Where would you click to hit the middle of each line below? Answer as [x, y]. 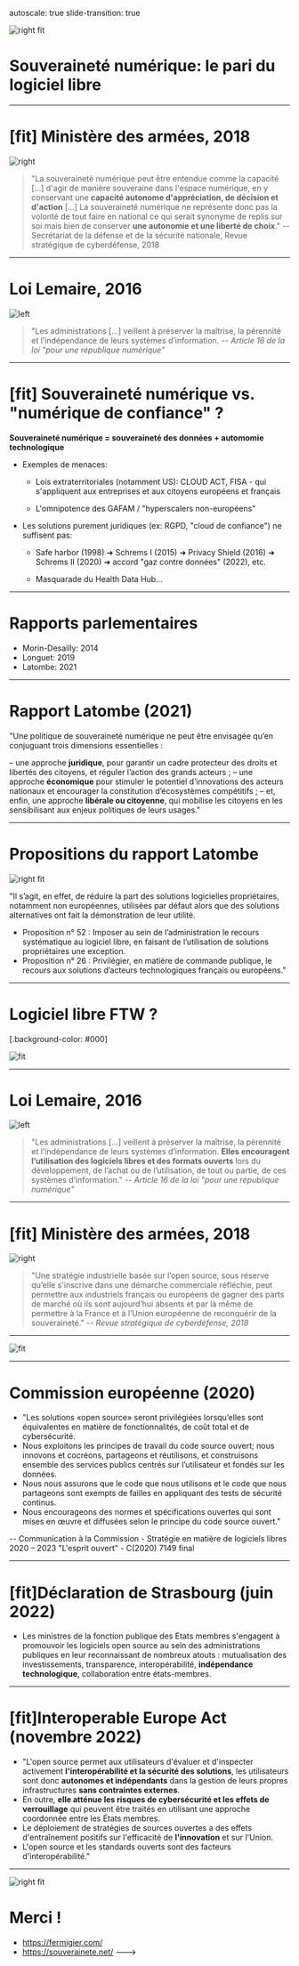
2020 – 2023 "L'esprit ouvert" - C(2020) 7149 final [102, 1549]
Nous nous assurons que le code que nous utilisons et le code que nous [154, 1484]
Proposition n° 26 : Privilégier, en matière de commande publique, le [147, 960]
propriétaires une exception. [74, 951]
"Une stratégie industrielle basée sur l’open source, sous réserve [150, 1275]
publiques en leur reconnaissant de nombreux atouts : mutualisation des [154, 1655]
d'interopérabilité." [56, 1857]
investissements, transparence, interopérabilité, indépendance [137, 1664]
